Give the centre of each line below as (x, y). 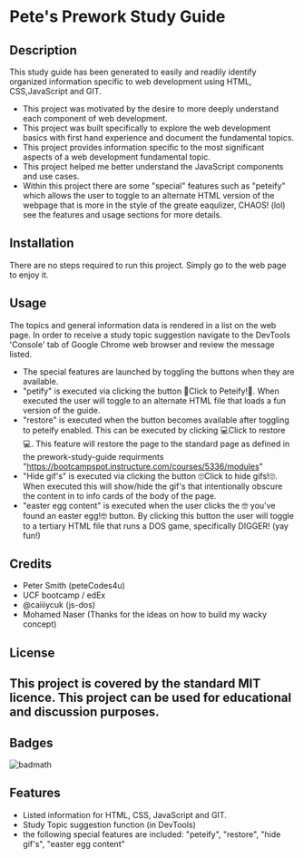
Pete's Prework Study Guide (118, 17)
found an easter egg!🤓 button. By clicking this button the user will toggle (158, 515)
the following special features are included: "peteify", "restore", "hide (152, 834)
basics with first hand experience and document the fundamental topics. (158, 137)
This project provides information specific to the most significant (143, 147)
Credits (31, 564)
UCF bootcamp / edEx (64, 595)
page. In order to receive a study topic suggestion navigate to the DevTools (150, 335)
